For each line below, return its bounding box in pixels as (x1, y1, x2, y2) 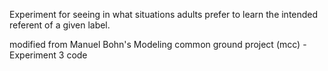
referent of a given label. (9, 19, 111, 31)
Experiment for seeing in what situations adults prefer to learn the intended (9, 9, 319, 20)
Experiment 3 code (9, 49, 88, 61)
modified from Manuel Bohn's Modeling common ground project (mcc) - (9, 39, 307, 50)
